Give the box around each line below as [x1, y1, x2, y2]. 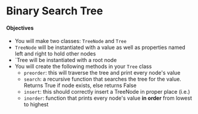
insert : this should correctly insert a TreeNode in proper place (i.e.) [23, 88, 190, 95]
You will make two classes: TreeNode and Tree [14, 38, 127, 45]
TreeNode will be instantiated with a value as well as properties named [14, 44, 186, 51]
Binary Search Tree [6, 4, 103, 18]
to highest [23, 101, 49, 108]
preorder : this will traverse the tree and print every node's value [23, 69, 181, 76]
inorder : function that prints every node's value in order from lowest [23, 94, 192, 102]
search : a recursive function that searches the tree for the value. [23, 76, 182, 83]
